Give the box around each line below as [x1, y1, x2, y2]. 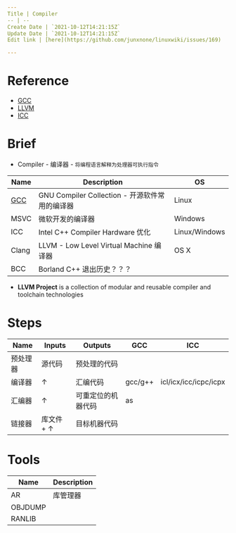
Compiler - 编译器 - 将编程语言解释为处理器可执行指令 [17, 160, 159, 168]
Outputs [83, 340, 111, 350]
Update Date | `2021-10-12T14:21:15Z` [7, 30, 121, 37]
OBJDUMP [11, 502, 46, 512]
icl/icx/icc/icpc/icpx [160, 377, 225, 387]
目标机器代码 [75, 418, 118, 428]
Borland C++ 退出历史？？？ [38, 265, 132, 274]
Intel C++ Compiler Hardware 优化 [38, 227, 151, 237]
